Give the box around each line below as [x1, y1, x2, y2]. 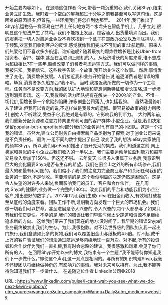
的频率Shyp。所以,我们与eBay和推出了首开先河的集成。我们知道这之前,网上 [5, 143, 160, 148]
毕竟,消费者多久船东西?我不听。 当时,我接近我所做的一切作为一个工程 [13, 80, 156, 85]
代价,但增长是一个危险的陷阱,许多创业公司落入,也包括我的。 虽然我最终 [9, 98, 157, 105]
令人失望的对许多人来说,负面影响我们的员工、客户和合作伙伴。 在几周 [5, 180, 149, 186]
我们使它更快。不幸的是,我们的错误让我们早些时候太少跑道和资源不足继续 [9, 212, 160, 218]
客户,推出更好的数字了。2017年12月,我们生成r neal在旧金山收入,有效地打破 [5, 193, 157, 198]
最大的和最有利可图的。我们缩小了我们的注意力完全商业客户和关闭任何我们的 [5, 168, 163, 173]
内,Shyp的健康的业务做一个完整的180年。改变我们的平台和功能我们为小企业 [5, 186, 160, 192]
